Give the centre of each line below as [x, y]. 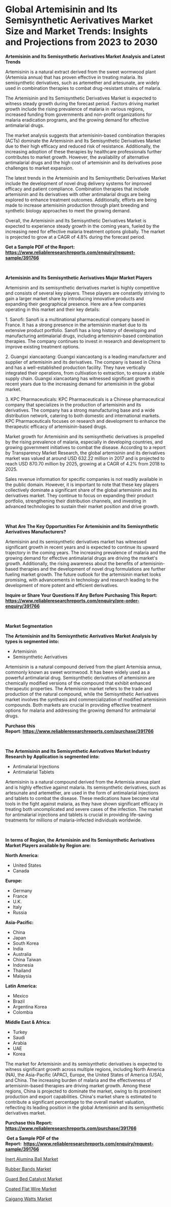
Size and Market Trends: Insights [77, 31]
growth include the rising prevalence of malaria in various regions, [75, 109]
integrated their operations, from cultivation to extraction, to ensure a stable [85, 373]
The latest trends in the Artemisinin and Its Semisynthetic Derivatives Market [86, 178]
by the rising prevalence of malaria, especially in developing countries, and [84, 442]
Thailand [22, 970]
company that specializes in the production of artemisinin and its [73, 404]
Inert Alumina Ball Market [32, 1159]
